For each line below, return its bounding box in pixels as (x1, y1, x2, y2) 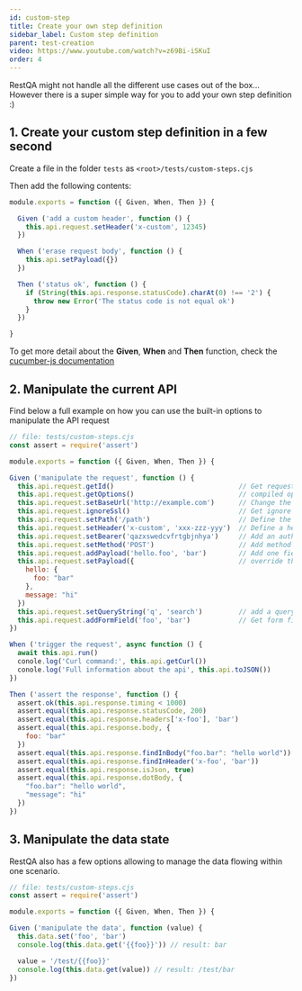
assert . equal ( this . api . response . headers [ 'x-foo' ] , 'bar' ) (17, 715, 240, 725)
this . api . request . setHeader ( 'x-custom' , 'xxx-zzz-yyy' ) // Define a (17, 523, 283, 532)
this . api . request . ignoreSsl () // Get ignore (17, 507, 292, 516)
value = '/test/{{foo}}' (17, 956, 111, 966)
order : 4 (9, 55, 42, 64)
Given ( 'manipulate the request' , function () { (9, 473, 195, 482)
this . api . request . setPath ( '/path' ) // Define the (17, 515, 292, 524)
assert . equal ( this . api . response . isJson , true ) (17, 765, 195, 774)
